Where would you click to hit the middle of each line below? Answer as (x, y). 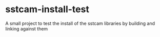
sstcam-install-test (47, 9)
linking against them (27, 28)
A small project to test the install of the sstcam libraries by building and (80, 23)
